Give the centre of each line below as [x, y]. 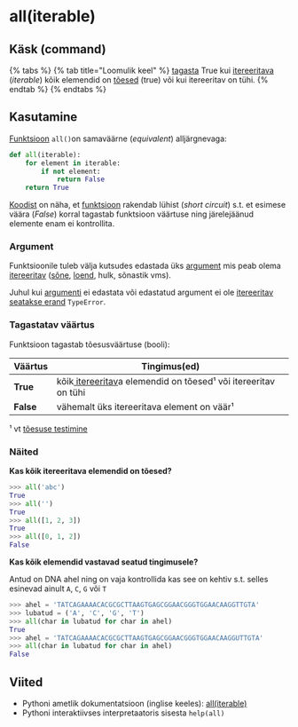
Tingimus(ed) [171, 366]
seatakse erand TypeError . [58, 302]
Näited [24, 452]
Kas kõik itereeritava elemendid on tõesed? [90, 471]
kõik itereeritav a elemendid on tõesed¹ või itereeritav [165, 381]
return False [80, 179]
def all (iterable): [45, 154]
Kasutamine [43, 117]
